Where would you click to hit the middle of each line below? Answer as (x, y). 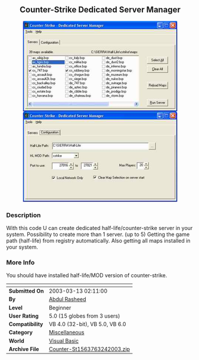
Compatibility (26, 324)
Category (21, 333)
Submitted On (26, 291)
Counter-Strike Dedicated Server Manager (100, 10)
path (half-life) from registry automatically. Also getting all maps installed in (98, 241)
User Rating (24, 316)
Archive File (24, 349)
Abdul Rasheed (67, 299)
